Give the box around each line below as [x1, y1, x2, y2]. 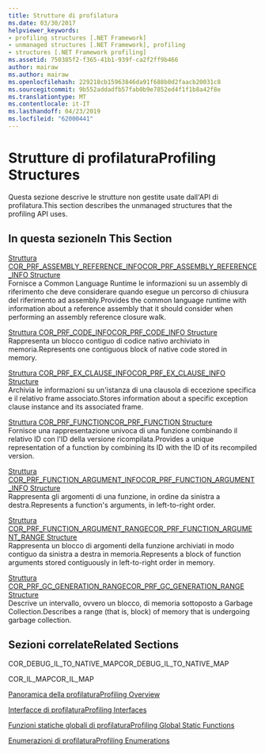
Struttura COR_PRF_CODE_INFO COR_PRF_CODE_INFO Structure [8, 327, 218, 337]
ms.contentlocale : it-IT [8, 100, 90, 108]
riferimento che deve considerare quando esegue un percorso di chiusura [8, 286, 249, 296]
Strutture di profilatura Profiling [8, 149, 216, 167]
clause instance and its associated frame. [8, 401, 144, 411]
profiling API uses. [8, 209, 68, 218]
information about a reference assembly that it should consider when [8, 303, 233, 313]
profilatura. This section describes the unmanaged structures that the [8, 200, 233, 210]
